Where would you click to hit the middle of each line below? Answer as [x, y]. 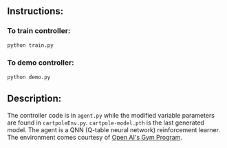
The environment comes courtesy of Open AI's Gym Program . [95, 137]
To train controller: [39, 31]
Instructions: [35, 11]
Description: [34, 99]
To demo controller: [41, 63]
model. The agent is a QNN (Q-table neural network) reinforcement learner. [114, 129]
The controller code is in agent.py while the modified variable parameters [111, 115]
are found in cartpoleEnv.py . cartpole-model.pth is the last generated [106, 123]
